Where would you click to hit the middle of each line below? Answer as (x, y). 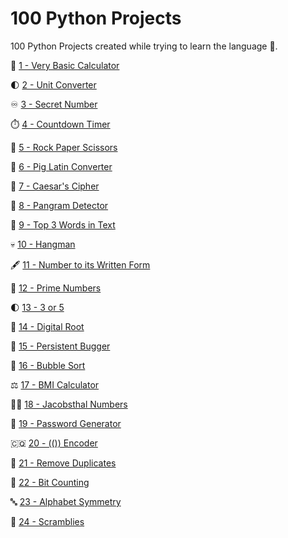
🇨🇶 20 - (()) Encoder (54, 443)
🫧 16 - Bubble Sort (48, 365)
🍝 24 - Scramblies (47, 521)
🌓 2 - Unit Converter (53, 84)
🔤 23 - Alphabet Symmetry (66, 501)
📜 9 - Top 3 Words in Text (63, 224)
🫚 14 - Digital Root (47, 326)
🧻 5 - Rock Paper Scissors (64, 147)
